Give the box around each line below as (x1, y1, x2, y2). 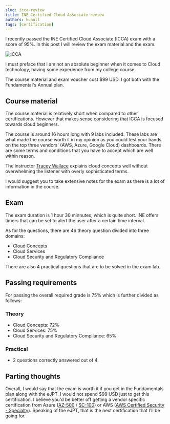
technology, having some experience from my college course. (5, 67, 136, 73)
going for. (5, 413, 26, 419)
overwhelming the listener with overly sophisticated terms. (5, 168, 129, 175)
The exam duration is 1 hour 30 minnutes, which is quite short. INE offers (5, 212, 159, 218)
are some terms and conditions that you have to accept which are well (5, 147, 154, 154)
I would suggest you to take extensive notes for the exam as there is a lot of (5, 178, 165, 184)
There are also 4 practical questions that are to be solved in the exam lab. (5, 263, 161, 269)
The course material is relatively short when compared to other (5, 111, 138, 117)
